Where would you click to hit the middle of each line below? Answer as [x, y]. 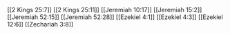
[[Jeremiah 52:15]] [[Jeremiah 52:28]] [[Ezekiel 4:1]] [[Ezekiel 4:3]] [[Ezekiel [115, 17]
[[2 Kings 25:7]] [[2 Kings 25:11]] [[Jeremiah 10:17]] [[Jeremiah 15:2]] [105, 10]
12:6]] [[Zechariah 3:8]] [40, 24]
